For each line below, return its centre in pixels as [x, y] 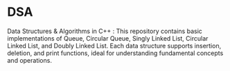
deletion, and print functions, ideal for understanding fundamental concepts [115, 53]
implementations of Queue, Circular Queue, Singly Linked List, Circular [108, 38]
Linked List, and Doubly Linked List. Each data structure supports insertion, [114, 45]
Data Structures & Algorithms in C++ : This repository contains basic [105, 31]
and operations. [29, 60]
